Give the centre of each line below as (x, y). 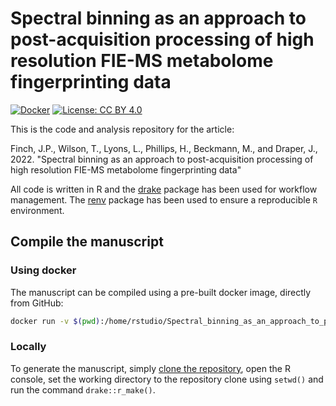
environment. (37, 210)
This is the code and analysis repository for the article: (122, 129)
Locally (28, 347)
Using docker (43, 270)
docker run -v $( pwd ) (55, 321)
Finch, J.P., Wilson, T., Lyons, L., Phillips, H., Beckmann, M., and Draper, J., (164, 148)
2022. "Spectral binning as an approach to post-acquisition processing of (162, 159)
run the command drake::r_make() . (83, 389)
